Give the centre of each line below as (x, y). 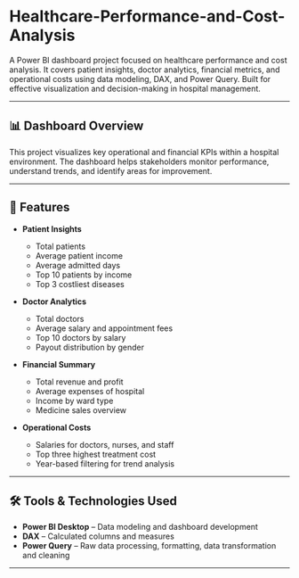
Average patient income (79, 255)
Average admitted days (78, 265)
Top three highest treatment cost (96, 454)
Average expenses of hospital (90, 391)
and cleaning (46, 556)
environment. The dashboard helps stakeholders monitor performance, (139, 161)
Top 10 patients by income (84, 275)
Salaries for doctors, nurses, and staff (105, 444)
